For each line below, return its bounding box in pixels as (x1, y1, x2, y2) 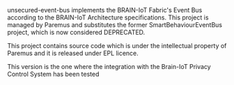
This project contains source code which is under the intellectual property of (7, 42, 227, 49)
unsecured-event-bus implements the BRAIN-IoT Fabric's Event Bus (7, 6, 203, 14)
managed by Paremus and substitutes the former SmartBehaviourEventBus (7, 21, 223, 29)
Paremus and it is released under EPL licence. (7, 49, 139, 57)
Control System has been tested (7, 70, 100, 78)
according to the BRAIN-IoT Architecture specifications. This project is (7, 13, 209, 22)
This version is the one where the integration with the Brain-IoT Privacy (7, 63, 211, 70)
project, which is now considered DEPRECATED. (7, 28, 146, 36)
